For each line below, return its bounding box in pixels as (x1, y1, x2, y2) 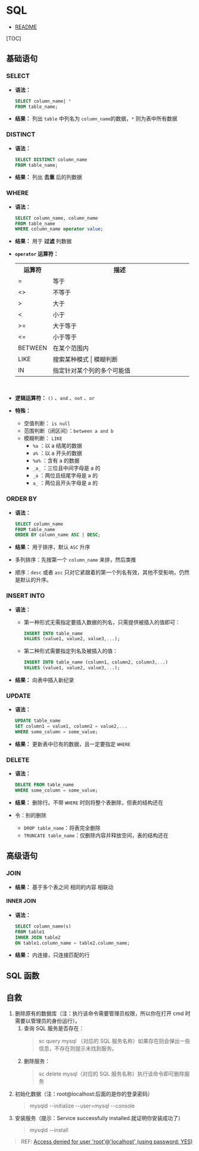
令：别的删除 (14, 812, 46, 819)
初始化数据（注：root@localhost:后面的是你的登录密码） (14, 1090, 153, 1097)
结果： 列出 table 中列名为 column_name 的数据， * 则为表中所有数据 (14, 115, 178, 122)
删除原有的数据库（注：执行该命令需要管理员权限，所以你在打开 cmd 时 (14, 1010, 191, 1017)
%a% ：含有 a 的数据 (32, 457, 80, 464)
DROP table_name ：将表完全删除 (23, 824, 101, 832)
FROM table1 (14, 929, 45, 935)
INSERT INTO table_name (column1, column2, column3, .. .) (23, 659, 169, 665)
